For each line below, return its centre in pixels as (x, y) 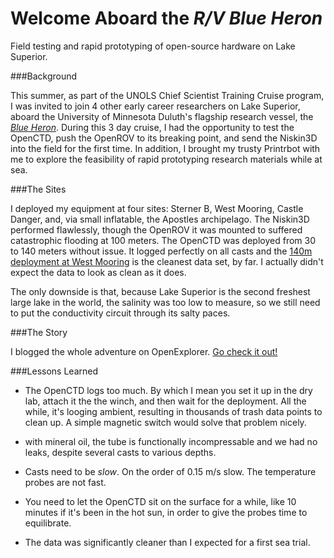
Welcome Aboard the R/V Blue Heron (166, 18)
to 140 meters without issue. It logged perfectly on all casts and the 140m (161, 251)
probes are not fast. (65, 482)
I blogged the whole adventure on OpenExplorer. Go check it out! (144, 351)
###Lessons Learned (54, 371)
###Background (44, 76)
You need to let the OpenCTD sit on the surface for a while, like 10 (160, 501)
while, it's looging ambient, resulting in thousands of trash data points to (173, 411)
